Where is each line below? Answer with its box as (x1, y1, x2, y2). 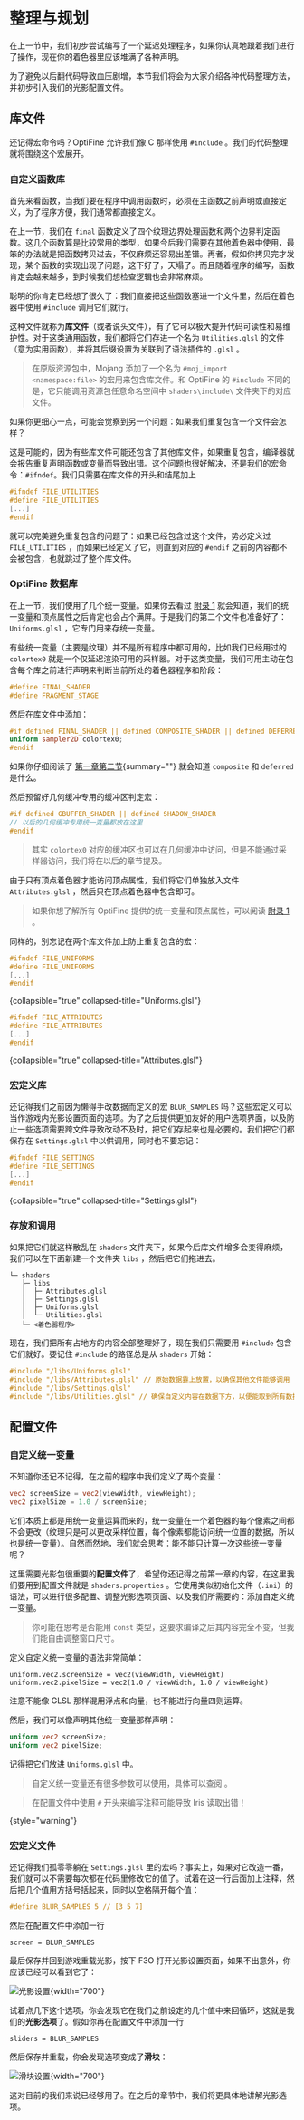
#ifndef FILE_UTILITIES (9, 487, 100, 496)
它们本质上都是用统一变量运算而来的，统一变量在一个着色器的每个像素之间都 (9, 1515, 295, 1526)
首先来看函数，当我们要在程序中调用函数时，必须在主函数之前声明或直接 (9, 196, 279, 207)
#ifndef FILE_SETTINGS (9, 1153, 95, 1162)
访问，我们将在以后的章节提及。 (47, 855, 167, 866)
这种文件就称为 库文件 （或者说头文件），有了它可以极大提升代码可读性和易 (9, 321, 283, 332)
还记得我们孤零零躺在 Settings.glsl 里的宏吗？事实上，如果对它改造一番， (9, 1861, 289, 1872)
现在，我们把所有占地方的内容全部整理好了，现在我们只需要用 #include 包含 (9, 1337, 292, 1348)
